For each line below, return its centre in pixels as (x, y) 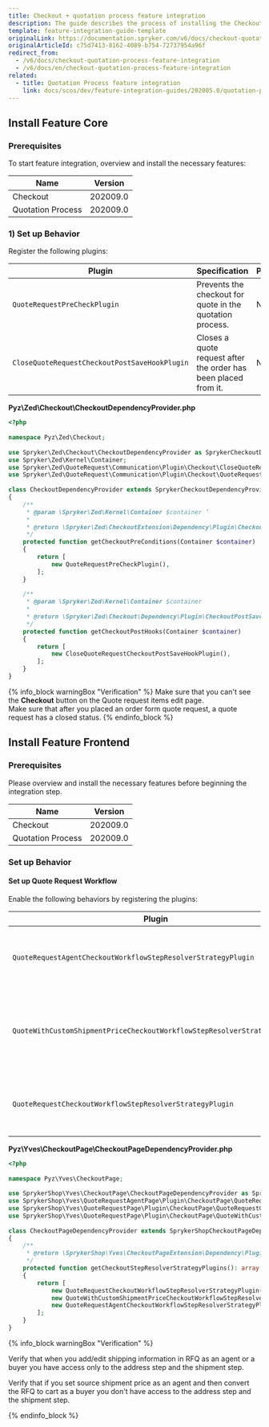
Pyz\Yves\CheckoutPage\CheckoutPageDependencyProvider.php (120, 1148)
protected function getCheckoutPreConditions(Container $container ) (139, 542)
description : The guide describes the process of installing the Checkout (136, 23)
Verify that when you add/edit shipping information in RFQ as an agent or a (132, 1359)
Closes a (213, 338)
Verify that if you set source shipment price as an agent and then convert (129, 1383)
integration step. (35, 791)
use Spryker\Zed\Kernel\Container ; (68, 460)
